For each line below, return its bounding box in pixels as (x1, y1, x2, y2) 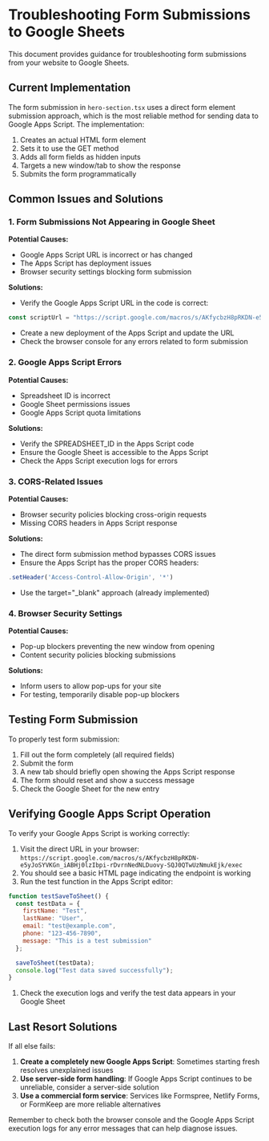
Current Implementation (8, 81, 131, 95)
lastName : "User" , (22, 915, 84, 923)
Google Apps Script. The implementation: (8, 119, 145, 129)
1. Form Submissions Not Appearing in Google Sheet (8, 217, 215, 228)
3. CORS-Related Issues (8, 476, 103, 487)
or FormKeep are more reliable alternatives (19, 1099, 162, 1109)
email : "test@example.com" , (22, 922, 116, 930)
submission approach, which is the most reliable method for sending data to (8, 111, 259, 120)
